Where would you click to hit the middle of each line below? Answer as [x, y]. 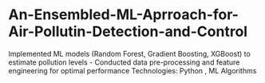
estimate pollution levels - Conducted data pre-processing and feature [124, 62]
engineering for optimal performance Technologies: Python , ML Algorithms [132, 70]
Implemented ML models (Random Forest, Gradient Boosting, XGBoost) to [130, 53]
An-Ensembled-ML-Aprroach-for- [124, 15]
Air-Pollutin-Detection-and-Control [128, 32]
